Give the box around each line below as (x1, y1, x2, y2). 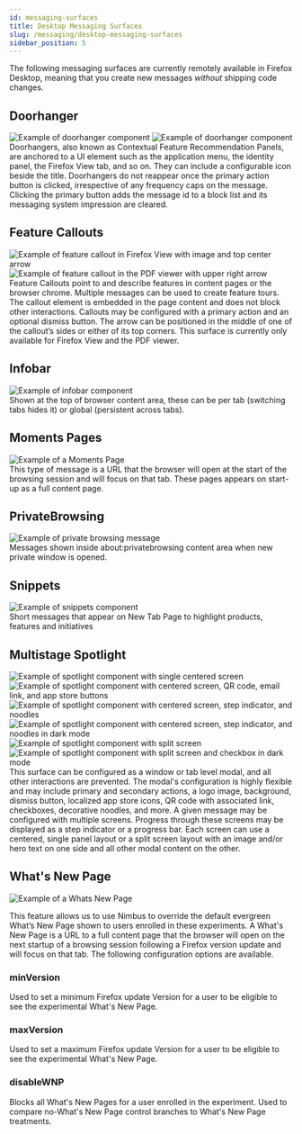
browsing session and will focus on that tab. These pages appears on (9, 473, 267, 484)
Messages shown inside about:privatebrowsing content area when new (9, 542, 274, 553)
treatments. (9, 1115, 52, 1126)
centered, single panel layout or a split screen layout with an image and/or (9, 833, 283, 844)
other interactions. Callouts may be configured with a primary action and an (9, 306, 289, 317)
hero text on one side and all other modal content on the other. (9, 842, 241, 853)
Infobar (9, 361, 51, 376)
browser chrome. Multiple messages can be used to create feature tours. (9, 287, 280, 298)
